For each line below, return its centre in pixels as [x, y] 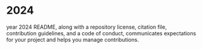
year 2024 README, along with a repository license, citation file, [87, 27]
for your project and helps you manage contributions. [73, 39]
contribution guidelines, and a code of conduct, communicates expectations [101, 33]
